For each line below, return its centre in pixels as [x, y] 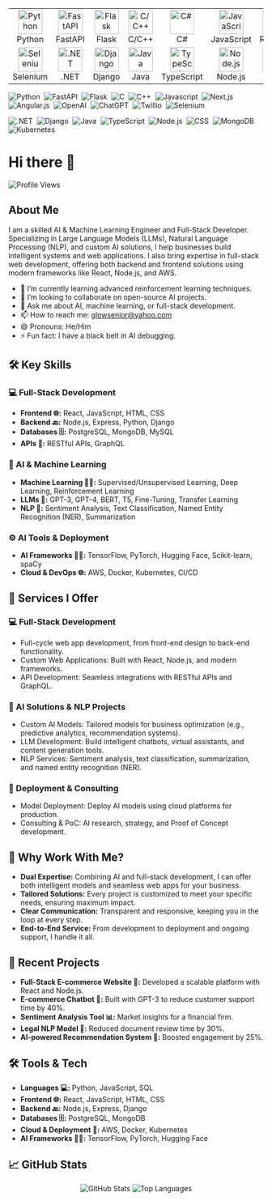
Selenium [30, 77]
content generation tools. [62, 750]
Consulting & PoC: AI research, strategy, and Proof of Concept [124, 823]
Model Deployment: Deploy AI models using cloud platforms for [126, 806]
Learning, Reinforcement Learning [77, 491]
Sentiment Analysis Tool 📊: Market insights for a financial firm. [127, 1016]
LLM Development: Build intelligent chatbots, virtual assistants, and [132, 742]
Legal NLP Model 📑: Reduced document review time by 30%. [122, 1029]
